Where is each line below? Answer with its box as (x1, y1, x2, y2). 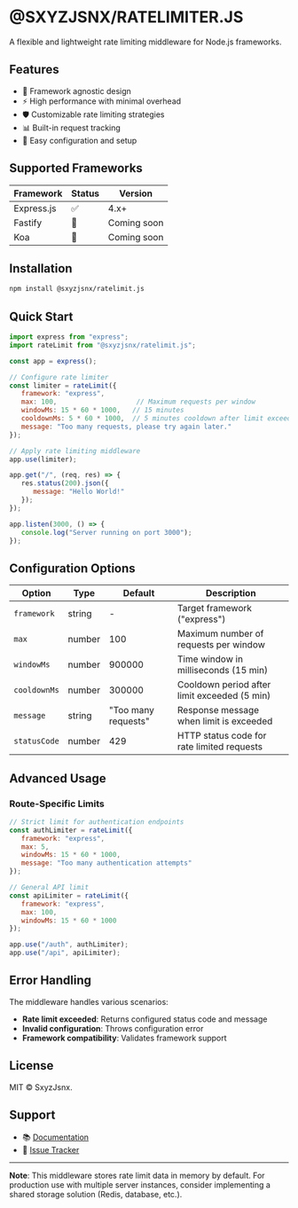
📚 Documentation (21, 1132, 90, 1142)
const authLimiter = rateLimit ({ (9, 826, 133, 835)
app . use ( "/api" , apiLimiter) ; (9, 948, 122, 958)
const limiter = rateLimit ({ (9, 380, 117, 390)
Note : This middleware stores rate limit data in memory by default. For (9, 1170, 265, 1181)
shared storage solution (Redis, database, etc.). (9, 1188, 183, 1199)
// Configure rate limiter (9, 373, 109, 381)
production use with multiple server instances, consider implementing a (9, 1179, 271, 1190)
